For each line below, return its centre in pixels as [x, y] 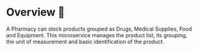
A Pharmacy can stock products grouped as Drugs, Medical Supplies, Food [99, 29]
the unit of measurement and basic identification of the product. [85, 41]
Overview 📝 [35, 12]
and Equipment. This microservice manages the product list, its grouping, [97, 35]
